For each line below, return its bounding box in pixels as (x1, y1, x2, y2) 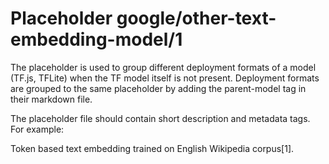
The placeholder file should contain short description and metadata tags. (10, 112, 311, 124)
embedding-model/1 (10, 28, 183, 51)
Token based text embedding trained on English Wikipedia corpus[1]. (10, 142, 295, 154)
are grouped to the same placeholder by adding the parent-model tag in (10, 82, 307, 94)
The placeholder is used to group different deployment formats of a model (10, 61, 317, 73)
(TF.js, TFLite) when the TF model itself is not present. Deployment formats (10, 72, 320, 84)
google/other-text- (116, 7, 277, 30)
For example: (10, 123, 65, 135)
